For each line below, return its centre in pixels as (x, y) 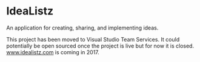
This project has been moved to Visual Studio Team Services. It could (93, 39)
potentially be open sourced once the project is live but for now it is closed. (100, 46)
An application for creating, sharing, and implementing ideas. (82, 28)
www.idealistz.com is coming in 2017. (53, 52)
